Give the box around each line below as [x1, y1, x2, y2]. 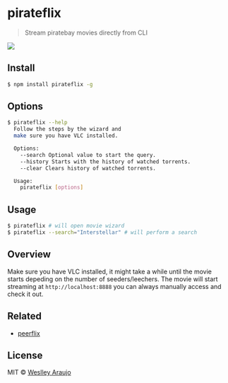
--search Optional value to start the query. [20, 151, 157, 158]
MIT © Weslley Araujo [7, 368, 72, 377]
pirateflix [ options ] [20, 184, 83, 191]
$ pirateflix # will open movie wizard [7, 223, 125, 230]
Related [7, 310, 42, 322]
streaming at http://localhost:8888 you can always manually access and [7, 282, 222, 290]
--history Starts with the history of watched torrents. [20, 158, 191, 165]
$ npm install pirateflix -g [7, 81, 93, 88]
